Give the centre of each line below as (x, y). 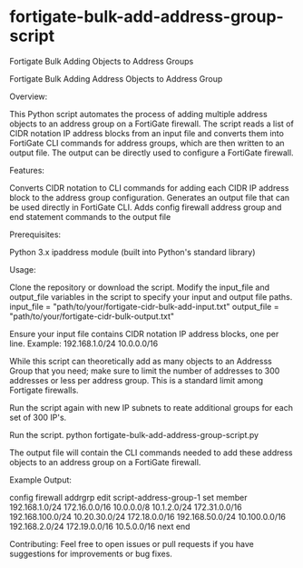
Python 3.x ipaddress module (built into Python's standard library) (132, 252)
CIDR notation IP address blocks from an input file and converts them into (147, 133)
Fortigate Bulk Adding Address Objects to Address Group (116, 78)
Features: (27, 170)
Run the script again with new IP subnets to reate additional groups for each (151, 407)
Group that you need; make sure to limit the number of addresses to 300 (145, 371)
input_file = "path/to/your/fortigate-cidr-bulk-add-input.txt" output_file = (144, 306)
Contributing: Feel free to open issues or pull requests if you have (132, 543)
